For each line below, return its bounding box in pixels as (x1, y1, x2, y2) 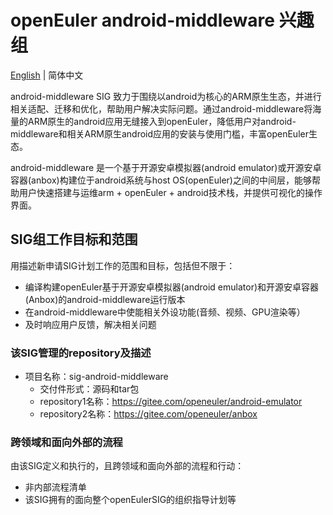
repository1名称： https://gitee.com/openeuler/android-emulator (39, 396, 303, 408)
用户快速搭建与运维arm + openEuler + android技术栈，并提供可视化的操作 (18, 186, 323, 198)
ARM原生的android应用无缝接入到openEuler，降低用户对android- (27, 115, 297, 127)
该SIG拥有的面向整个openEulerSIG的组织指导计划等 (24, 494, 237, 506)
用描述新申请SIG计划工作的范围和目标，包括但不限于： (10, 259, 236, 271)
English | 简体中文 (10, 69, 84, 81)
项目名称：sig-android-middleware (24, 371, 169, 383)
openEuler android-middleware (10, 9, 275, 32)
